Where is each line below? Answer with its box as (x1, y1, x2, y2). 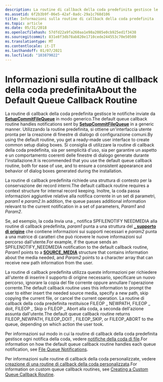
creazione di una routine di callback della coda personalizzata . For (5, 361, 138, 367)
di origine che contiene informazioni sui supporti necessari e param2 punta (5, 229, 157, 235)
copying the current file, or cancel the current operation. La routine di (5, 295, 145, 301)
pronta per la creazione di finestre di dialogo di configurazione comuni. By (5, 132, 153, 138)
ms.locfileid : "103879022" (5, 52, 60, 58)
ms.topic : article (5, 21, 42, 26)
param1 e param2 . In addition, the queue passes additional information (5, 198, 146, 204)
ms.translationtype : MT (5, 39, 54, 44)
